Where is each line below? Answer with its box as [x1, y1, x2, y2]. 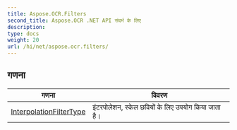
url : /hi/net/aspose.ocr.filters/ [7, 43, 109, 50]
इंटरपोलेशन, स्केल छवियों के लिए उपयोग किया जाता [92, 102, 221, 112]
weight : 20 [7, 37, 39, 44]
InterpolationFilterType [11, 107, 86, 117]
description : [7, 23, 46, 30]
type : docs [7, 30, 39, 37]
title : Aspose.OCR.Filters [7, 10, 87, 18]
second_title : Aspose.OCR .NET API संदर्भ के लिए [7, 17, 141, 24]
